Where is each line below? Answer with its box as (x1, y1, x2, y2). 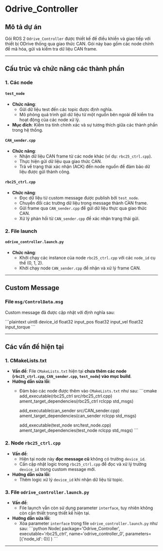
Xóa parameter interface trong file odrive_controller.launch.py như (19, 520, 158, 526)
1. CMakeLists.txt (5, 357, 47, 364)
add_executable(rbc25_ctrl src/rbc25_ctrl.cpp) (19, 393, 113, 399)
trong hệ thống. (12, 127, 44, 133)
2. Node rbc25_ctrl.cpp (5, 440, 61, 446)
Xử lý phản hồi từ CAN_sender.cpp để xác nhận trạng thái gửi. (19, 215, 140, 221)
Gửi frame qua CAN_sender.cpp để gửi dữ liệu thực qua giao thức (19, 205, 147, 211)
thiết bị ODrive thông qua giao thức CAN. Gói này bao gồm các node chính (5, 41, 154, 47)
